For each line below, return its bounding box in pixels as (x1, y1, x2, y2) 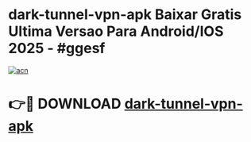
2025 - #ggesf (8, 40, 106, 57)
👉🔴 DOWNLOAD (8, 95, 122, 113)
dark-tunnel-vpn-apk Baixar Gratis (8, 6, 242, 24)
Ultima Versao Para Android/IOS (8, 22, 224, 40)
